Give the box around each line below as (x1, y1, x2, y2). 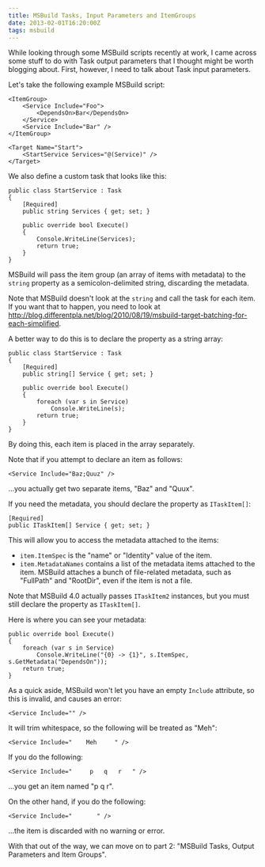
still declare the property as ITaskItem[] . (8, 600, 141, 609)
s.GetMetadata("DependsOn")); (8, 658, 108, 666)
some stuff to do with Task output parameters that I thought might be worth (8, 56, 254, 66)
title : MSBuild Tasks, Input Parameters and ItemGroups (8, 11, 196, 20)
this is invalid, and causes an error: (8, 694, 122, 704)
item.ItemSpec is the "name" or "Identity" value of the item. (19, 551, 213, 560)
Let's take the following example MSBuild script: (8, 80, 165, 89)
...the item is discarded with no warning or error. (8, 826, 165, 835)
